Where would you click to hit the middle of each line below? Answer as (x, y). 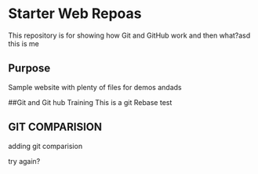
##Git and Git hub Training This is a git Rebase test (90, 102)
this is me (24, 43)
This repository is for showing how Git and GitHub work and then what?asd (129, 35)
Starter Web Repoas (75, 14)
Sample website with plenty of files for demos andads (95, 87)
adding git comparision (45, 146)
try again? (24, 161)
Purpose (29, 69)
